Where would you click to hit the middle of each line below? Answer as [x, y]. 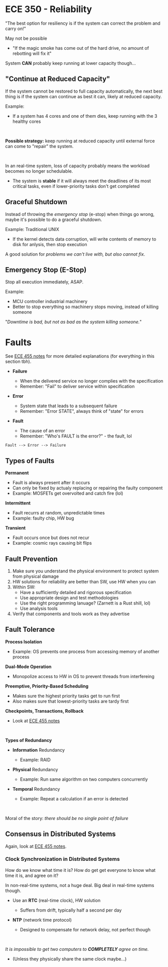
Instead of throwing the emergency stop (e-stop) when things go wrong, [80, 214]
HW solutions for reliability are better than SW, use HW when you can [84, 581]
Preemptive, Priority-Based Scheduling [47, 686]
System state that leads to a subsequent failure [69, 406]
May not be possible [26, 38]
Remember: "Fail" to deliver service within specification [77, 387]
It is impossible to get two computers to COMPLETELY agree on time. [77, 949]
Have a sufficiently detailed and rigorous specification [76, 592]
